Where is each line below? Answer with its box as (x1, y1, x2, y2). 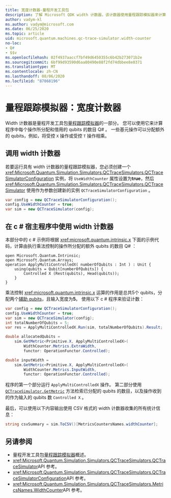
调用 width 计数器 (5, 149, 61, 158)
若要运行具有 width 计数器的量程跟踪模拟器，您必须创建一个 (5, 164, 131, 170)
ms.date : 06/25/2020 (5, 27, 49, 32)
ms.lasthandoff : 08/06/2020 (5, 74, 65, 79)
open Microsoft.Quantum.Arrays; (5, 257, 74, 263)
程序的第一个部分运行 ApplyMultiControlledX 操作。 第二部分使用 (5, 382, 142, 388)
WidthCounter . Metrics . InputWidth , (23, 367, 97, 372)
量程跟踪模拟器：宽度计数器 (5, 102, 122, 114)
